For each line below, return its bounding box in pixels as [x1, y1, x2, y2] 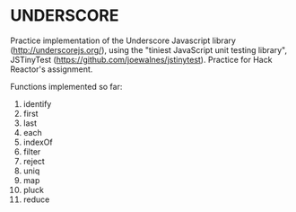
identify [22, 98, 52, 109]
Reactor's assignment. [10, 64, 93, 75]
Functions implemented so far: [10, 81, 123, 92]
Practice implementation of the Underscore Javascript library [10, 35, 237, 46]
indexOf [22, 137, 53, 147]
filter [22, 146, 41, 157]
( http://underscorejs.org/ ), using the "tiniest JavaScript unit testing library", [10, 44, 288, 55]
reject [22, 155, 46, 166]
